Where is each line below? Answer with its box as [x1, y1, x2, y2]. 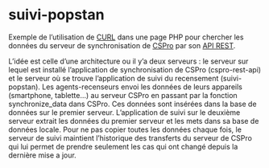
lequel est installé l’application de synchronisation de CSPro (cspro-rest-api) [8, 64, 262, 74]
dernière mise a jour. [8, 150, 77, 160]
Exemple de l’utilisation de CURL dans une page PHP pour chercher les [8, 32, 244, 42]
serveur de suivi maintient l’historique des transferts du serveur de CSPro [8, 133, 252, 142]
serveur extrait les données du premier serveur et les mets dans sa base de [8, 116, 259, 125]
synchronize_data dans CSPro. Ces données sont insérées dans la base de [8, 99, 257, 109]
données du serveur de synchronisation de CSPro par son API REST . [8, 40, 236, 50]
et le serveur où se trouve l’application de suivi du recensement [8, 73, 219, 83]
